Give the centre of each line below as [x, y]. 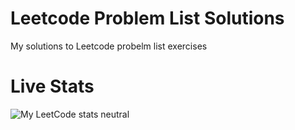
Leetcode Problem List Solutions [147, 18]
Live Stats [52, 86]
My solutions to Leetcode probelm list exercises [109, 46]
